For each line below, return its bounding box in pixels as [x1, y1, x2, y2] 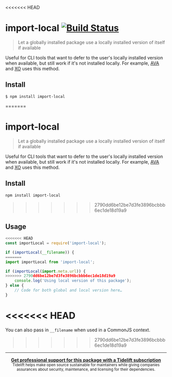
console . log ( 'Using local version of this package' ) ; [14, 278, 132, 284]
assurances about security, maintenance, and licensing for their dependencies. [16, 367, 156, 372]
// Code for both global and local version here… [14, 288, 123, 293]
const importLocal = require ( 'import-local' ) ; [5, 241, 106, 246]
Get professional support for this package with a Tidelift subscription [11, 356, 161, 363]
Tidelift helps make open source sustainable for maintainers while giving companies [12, 362, 160, 367]
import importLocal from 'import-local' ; [5, 259, 95, 265]
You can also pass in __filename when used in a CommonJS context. [5, 327, 150, 333]
